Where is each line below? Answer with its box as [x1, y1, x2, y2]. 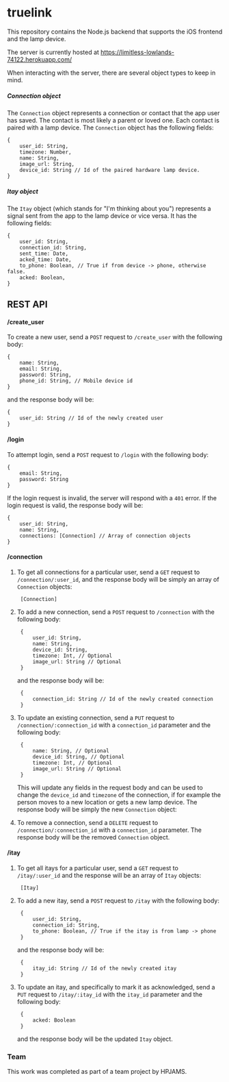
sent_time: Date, [19, 250, 69, 257]
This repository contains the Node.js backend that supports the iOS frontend [7, 27, 223, 36]
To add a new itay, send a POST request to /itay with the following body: [16, 896, 220, 905]
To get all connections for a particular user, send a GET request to [16, 567, 200, 576]
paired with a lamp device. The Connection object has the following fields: [7, 123, 214, 132]
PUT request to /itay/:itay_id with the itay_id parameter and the [16, 990, 203, 998]
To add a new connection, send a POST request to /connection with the [16, 608, 215, 616]
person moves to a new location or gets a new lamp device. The [16, 798, 198, 806]
